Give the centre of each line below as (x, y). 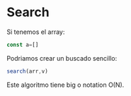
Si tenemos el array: (36, 32)
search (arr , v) (28, 71)
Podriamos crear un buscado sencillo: (62, 58)
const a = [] (23, 44)
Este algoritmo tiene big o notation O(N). (65, 85)
